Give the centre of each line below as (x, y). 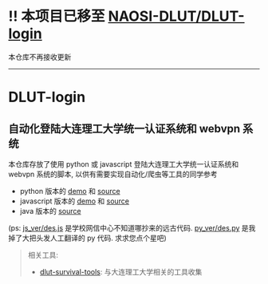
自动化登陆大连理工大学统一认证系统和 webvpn (124, 128)
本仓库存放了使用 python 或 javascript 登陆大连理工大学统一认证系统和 (124, 164)
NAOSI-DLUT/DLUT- (176, 16)
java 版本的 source (50, 211)
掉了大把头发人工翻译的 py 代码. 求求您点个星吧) (88, 238)
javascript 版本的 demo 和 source (75, 201)
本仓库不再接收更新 (40, 57)
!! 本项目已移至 (57, 16)
